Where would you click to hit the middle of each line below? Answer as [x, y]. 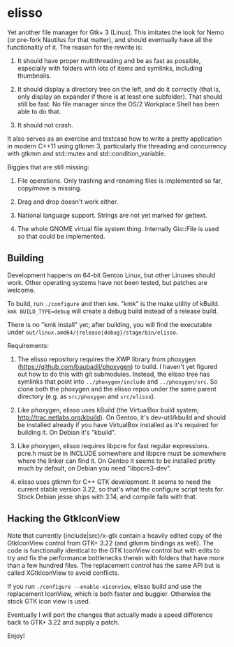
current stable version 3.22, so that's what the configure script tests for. [121, 489]
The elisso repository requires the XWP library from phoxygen [107, 359]
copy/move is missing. [50, 188]
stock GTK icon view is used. [49, 601]
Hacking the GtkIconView [64, 519]
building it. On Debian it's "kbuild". [67, 432]
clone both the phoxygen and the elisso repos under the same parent [117, 389]
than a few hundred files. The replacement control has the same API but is [114, 565]
